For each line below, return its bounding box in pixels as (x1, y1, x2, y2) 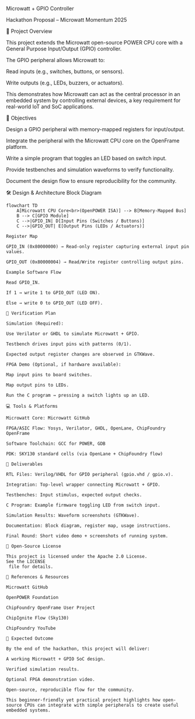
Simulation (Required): (6, 321, 64, 326)
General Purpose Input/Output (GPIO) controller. (6, 45, 122, 52)
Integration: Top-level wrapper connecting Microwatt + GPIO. (6, 482, 161, 488)
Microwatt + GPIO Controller (6, 5, 74, 12)
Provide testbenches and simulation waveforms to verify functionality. (6, 166, 174, 173)
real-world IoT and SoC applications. (6, 103, 95, 110)
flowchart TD (6, 203, 38, 209)
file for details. (8, 564, 54, 570)
